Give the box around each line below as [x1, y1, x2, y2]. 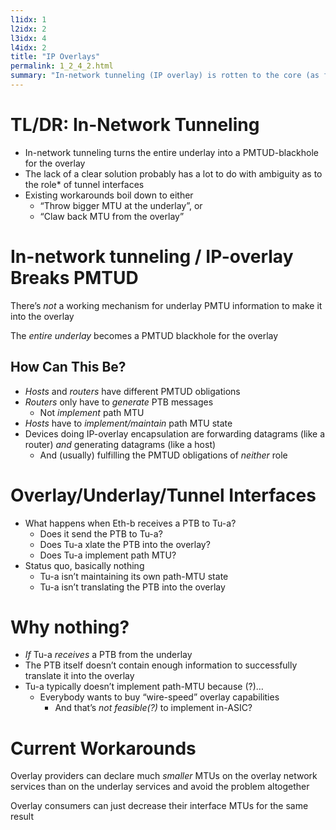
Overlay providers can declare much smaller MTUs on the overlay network [10, 770, 318, 782]
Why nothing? [10, 616, 130, 638]
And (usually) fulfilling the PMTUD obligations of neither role [39, 449, 288, 461]
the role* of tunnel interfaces [24, 178, 145, 190]
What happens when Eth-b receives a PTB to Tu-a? [24, 517, 237, 529]
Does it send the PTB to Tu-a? [39, 527, 163, 540]
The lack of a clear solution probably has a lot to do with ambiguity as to [24, 167, 323, 180]
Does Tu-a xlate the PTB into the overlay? [39, 538, 211, 550]
